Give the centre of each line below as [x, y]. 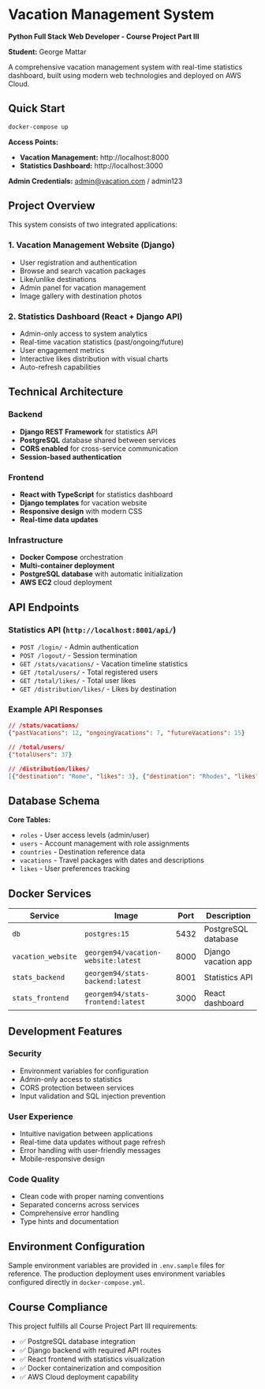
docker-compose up [38, 127]
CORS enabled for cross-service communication [99, 449]
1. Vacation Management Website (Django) [91, 245]
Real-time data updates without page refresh [92, 1142]
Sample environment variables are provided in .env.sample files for [116, 1266]
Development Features [65, 1031]
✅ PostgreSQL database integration [77, 1342]
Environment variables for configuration [84, 1071]
